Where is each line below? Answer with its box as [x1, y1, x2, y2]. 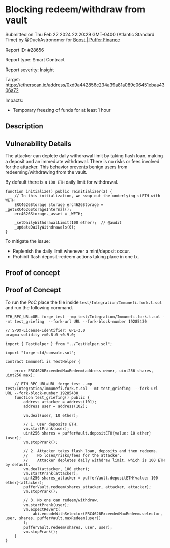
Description [5, 122, 43, 131]
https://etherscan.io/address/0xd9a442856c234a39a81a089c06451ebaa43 [5, 82, 165, 88]
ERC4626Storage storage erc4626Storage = [14, 202, 103, 208]
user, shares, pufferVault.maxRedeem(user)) [5, 516, 101, 521]
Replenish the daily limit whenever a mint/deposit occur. [12, 248, 130, 254]
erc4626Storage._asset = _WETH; [14, 211, 83, 217]
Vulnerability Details [5, 139, 72, 148]
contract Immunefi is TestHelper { [5, 359, 81, 364]
